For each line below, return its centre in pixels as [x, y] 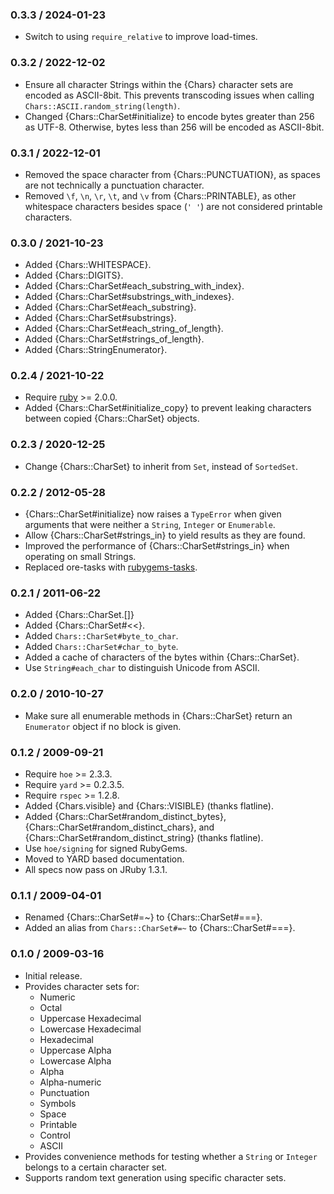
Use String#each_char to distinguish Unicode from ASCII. [142, 668]
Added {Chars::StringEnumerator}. [96, 350]
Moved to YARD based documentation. [104, 859]
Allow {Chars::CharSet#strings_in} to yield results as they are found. [165, 535]
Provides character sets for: [82, 986]
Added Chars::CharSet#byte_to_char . [101, 636]
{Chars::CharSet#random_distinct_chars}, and [119, 827]
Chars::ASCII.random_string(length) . [102, 105]
